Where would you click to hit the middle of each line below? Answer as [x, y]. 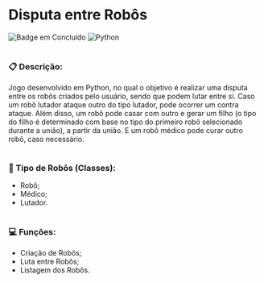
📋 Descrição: [35, 67]
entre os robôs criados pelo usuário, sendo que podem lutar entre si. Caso [132, 96]
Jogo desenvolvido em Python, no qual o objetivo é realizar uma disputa [128, 87]
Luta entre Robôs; [49, 261]
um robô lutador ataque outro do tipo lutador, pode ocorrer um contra [124, 104]
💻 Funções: [32, 232]
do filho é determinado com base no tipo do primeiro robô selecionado [126, 122]
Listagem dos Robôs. [55, 270]
